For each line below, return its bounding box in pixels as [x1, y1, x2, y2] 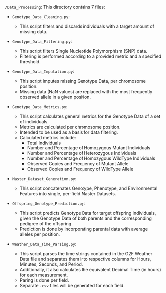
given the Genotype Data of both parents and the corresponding [19, 215, 152, 221]
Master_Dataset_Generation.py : [12, 176, 77, 181]
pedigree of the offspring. [19, 221, 73, 226]
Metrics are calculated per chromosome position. [19, 124, 121, 130]
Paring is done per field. [19, 277, 69, 283]
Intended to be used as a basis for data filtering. [19, 129, 118, 135]
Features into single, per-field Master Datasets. [19, 191, 116, 196]
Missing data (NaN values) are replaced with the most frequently [19, 89, 153, 94]
